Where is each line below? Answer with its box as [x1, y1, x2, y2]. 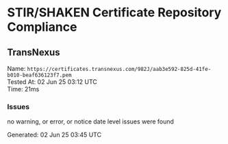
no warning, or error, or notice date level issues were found [7, 117, 175, 126]
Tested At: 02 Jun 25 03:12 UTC [7, 78, 98, 86]
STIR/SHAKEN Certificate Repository [7, 5, 222, 20]
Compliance [7, 19, 77, 35]
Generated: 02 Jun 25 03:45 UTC [7, 131, 101, 139]
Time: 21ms [7, 85, 40, 93]
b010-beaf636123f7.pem [7, 72, 72, 78]
